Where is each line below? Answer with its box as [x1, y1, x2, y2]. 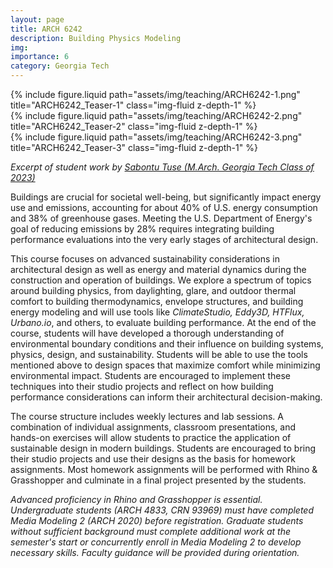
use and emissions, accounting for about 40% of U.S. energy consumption [10, 202, 318, 213]
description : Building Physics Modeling [10, 33, 182, 43]
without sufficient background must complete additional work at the [10, 526, 291, 537]
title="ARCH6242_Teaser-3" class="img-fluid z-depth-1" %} [10, 142, 258, 153]
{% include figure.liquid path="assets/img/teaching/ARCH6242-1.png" [10, 89, 301, 100]
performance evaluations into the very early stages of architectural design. [10, 234, 319, 245]
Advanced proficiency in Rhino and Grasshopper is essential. [10, 494, 263, 505]
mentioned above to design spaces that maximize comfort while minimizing [10, 359, 321, 371]
